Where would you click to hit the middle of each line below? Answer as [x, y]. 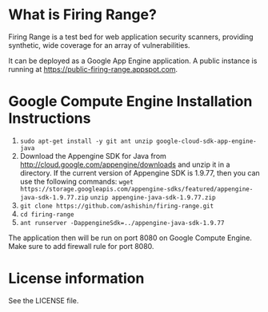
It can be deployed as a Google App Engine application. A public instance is [133, 61]
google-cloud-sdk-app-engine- [206, 141]
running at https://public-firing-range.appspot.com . [93, 69]
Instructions [50, 118]
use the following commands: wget [76, 181]
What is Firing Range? [83, 15]
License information [76, 279]
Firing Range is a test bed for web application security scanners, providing [131, 37]
